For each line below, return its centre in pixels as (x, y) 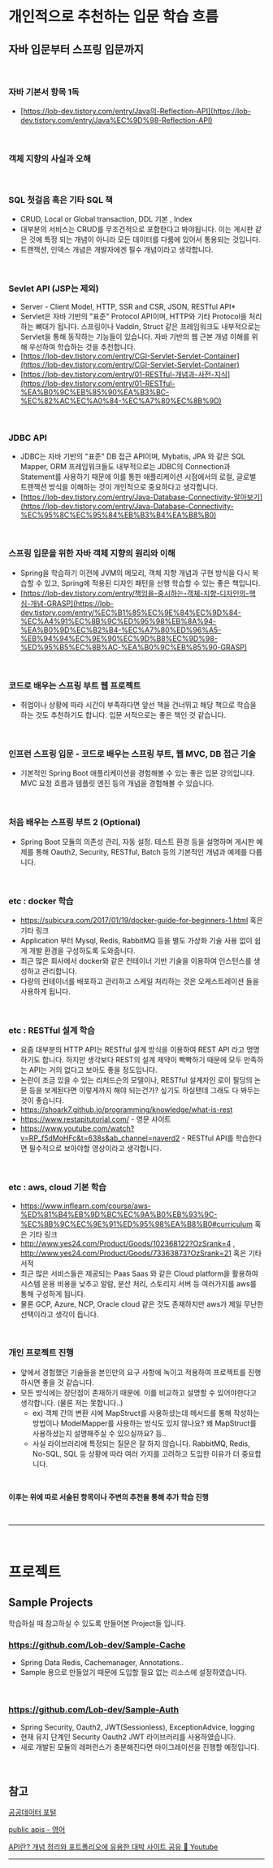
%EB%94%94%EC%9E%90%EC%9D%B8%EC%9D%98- (119, 638)
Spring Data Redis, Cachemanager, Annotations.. (102, 1663)
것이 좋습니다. (42, 1101)
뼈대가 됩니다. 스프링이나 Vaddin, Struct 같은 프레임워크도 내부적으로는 (148, 327)
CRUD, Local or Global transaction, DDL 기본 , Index (106, 219)
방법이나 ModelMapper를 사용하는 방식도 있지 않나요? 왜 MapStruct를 (145, 1423)
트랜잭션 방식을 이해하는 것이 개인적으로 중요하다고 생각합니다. (119, 487)
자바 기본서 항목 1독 (44, 92)
